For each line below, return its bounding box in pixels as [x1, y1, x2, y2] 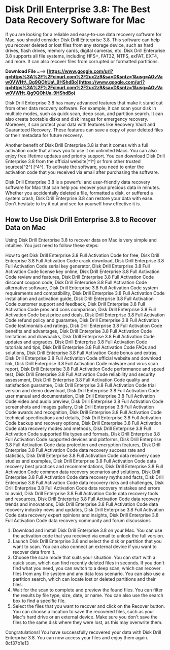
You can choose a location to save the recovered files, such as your [12, 608, 155, 614]
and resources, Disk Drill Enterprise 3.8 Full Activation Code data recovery [5, 496, 161, 502]
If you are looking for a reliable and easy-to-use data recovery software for [5, 31, 162, 37]
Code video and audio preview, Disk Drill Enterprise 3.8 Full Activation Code [5, 398, 164, 404]
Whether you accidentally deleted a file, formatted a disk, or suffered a [5, 189, 153, 196]
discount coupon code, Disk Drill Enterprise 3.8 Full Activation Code [5, 279, 147, 285]
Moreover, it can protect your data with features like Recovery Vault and [5, 121, 156, 127]
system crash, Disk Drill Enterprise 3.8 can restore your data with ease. [5, 195, 154, 201]
